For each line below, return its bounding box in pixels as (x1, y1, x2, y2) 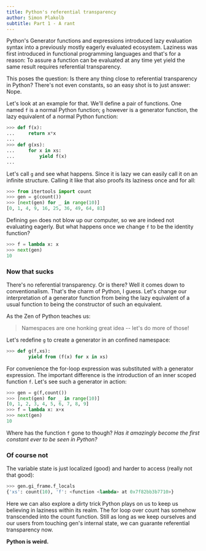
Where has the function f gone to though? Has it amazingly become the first (6, 429, 200, 437)
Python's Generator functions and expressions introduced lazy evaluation (6, 37, 192, 45)
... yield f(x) (6, 153, 67, 159)
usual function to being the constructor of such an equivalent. (6, 301, 162, 308)
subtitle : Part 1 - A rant (6, 20, 75, 26)
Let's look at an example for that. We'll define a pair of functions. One (6, 100, 182, 107)
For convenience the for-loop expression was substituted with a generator (6, 365, 194, 372)
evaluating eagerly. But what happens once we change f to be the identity (6, 223, 194, 230)
